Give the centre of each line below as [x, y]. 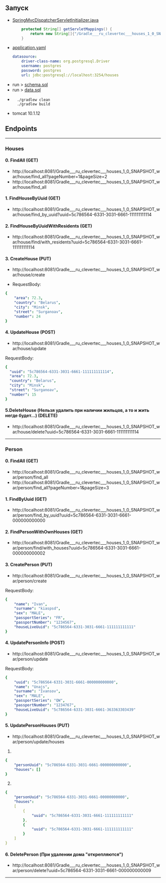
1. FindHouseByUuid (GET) [33, 198]
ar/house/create [29, 275]
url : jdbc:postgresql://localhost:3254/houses [70, 75]
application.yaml [29, 48]
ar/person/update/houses [38, 742]
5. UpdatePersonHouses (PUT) [37, 725]
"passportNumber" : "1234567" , [45, 622]
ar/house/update [29, 348]
